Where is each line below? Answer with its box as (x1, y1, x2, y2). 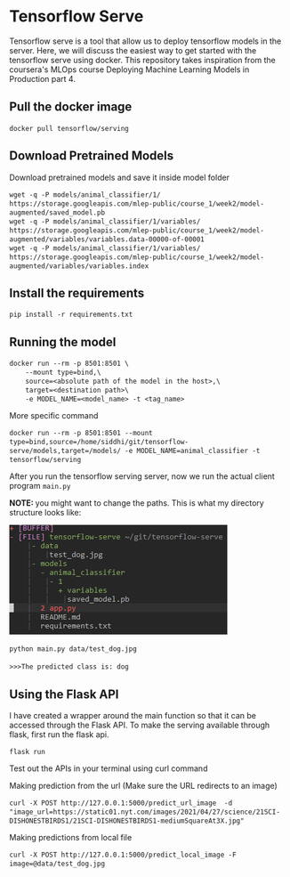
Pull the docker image (9, 100, 133, 115)
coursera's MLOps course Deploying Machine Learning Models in (9, 64, 250, 75)
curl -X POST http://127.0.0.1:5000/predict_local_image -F (9, 850, 238, 859)
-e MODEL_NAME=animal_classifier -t (124, 447, 261, 456)
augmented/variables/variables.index (9, 261, 149, 271)
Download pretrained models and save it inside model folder (9, 172, 230, 183)
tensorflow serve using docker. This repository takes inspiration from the (9, 54, 276, 65)
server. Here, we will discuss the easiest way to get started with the (9, 45, 257, 55)
